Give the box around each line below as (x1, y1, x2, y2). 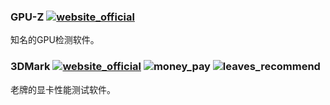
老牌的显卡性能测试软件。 (10, 83, 116, 95)
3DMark (10, 60, 51, 74)
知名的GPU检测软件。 (10, 34, 100, 46)
